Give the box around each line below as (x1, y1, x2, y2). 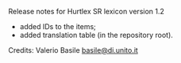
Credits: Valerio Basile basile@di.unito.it (8, 46, 139, 54)
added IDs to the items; (19, 22, 97, 31)
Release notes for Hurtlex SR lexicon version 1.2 (8, 7, 165, 16)
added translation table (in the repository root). (19, 31, 173, 39)
